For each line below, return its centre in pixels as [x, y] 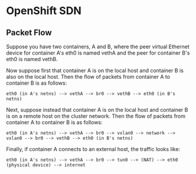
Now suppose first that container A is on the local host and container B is [95, 71]
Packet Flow [29, 33]
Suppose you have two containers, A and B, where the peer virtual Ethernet [98, 46]
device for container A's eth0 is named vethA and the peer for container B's [98, 53]
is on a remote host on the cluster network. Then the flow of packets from [96, 116]
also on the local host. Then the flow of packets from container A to [88, 77]
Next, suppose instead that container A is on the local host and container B [97, 110]
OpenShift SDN [44, 11]
